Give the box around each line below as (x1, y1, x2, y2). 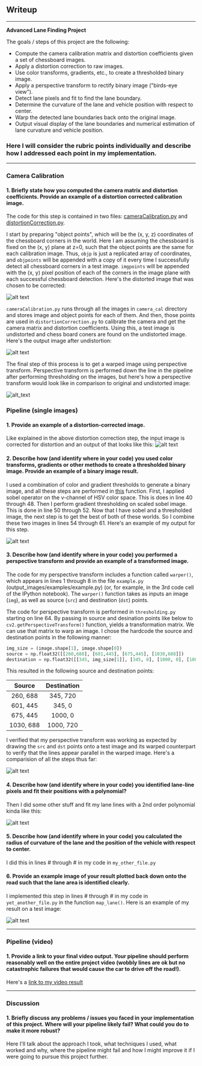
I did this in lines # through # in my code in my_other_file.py (6, 858, 156, 866)
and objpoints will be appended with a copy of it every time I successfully (6, 256, 190, 263)
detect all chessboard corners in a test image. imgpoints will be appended (6, 263, 189, 270)
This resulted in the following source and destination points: (6, 667, 155, 674)
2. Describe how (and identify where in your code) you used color (6, 454, 173, 462)
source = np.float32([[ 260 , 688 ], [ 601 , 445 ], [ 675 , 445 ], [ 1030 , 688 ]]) (6, 651, 185, 657)
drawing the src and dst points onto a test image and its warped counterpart (6, 743, 196, 750)
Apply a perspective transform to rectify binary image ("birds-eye (14, 81, 177, 89)
